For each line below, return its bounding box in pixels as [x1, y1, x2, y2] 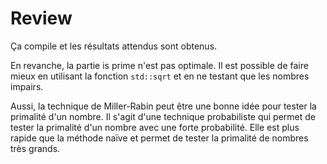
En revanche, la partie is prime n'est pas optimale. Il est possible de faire [10, 59, 309, 71]
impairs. [10, 80, 44, 92]
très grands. [10, 142, 61, 154]
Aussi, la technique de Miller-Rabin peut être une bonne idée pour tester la [10, 100, 317, 112]
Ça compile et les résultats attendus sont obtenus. [10, 40, 218, 52]
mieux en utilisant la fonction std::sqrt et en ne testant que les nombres [10, 70, 310, 82]
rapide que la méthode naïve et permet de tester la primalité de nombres [10, 132, 309, 144]
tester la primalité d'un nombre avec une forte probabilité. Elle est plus [10, 121, 300, 133]
